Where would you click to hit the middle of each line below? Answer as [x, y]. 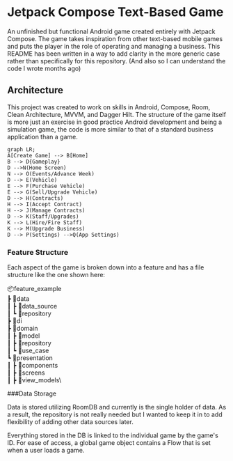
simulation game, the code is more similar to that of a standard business [110, 129]
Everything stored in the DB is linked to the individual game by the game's [113, 435]
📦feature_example [34, 289]
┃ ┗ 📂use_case [28, 351]
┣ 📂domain [23, 329]
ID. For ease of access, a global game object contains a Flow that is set [109, 443]
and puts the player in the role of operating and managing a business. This [114, 46]
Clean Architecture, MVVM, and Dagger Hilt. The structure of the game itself [117, 114]
